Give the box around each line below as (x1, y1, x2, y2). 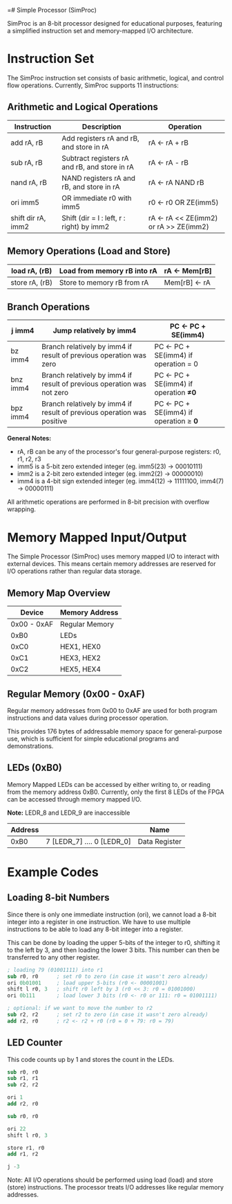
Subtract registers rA (61, 153, 129, 163)
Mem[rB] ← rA (164, 277, 211, 287)
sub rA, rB (10, 157, 43, 167)
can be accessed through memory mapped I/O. (7, 795, 142, 803)
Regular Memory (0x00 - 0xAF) (7, 688, 146, 700)
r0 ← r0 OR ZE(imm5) (148, 197, 219, 207)
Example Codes (7, 864, 99, 880)
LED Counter (7, 1037, 63, 1049)
